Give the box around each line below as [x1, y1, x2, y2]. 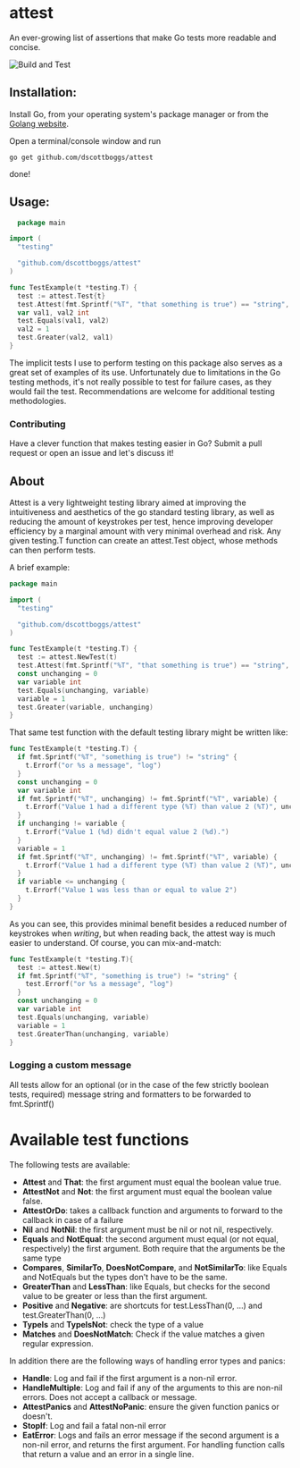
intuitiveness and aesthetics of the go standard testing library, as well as [9, 507, 275, 518]
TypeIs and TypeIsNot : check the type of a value [21, 1319, 204, 1329]
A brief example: [9, 562, 71, 573]
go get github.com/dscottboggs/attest [9, 153, 154, 162]
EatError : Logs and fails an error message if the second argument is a [21, 1430, 279, 1440]
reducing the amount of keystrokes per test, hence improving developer [9, 517, 274, 527]
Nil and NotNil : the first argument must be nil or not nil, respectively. [21, 1224, 274, 1235]
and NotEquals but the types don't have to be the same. [21, 1271, 228, 1282]
